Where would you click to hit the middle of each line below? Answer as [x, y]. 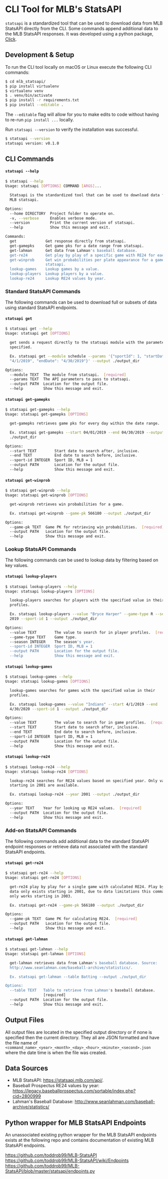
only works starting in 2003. [41, 896]
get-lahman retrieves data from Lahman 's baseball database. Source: [83, 963]
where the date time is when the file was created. [56, 1053]
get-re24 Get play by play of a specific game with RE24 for [82, 255]
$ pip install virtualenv [32, 86]
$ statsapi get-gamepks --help [38, 410]
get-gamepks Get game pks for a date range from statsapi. [77, 246]
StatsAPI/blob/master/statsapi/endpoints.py [50, 1171]
